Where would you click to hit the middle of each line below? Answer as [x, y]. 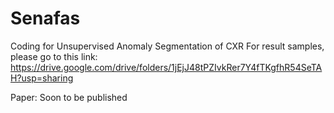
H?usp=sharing [42, 78]
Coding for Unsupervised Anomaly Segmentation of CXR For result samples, [167, 46]
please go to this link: [54, 56]
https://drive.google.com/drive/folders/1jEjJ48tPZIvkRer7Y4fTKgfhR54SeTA [166, 67]
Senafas [45, 18]
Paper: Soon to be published [69, 97]
